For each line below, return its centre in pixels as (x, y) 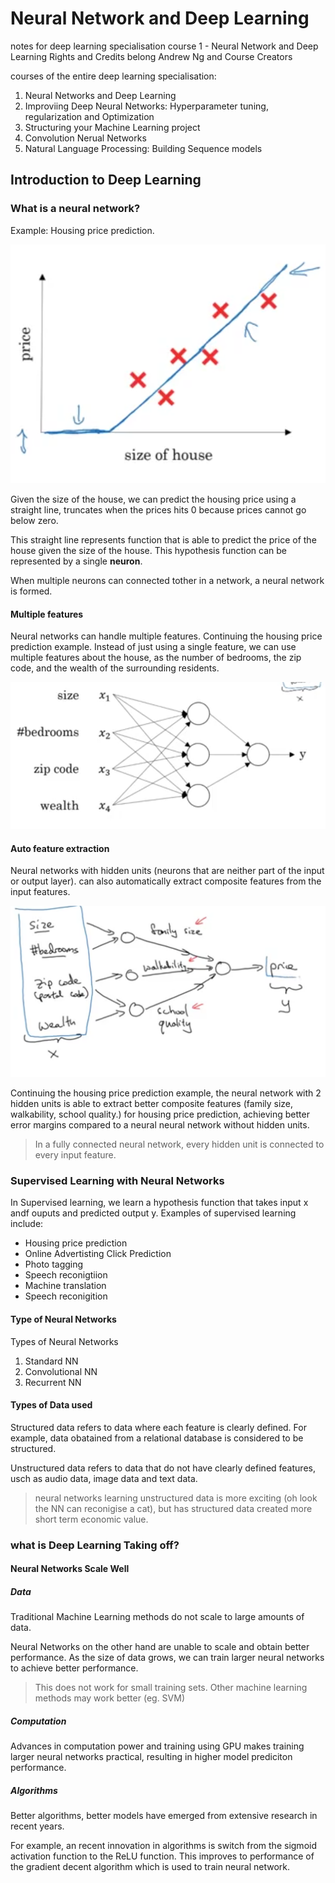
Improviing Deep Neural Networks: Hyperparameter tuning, (146, 106)
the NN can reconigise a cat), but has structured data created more (173, 1508)
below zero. (34, 521)
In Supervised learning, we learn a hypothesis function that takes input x (159, 1203)
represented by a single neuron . (76, 561)
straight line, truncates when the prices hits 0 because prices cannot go (158, 510)
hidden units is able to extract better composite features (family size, (152, 1104)
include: (27, 1224)
